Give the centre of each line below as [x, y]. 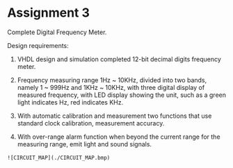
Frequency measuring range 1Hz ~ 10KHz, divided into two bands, [112, 80]
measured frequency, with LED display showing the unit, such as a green [121, 95]
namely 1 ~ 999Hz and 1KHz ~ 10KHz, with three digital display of [111, 87]
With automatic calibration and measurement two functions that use [114, 116]
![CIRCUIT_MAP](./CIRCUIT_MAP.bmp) [59, 158]
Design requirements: [38, 45]
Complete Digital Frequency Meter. [57, 32]
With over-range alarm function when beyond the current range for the [119, 137]
